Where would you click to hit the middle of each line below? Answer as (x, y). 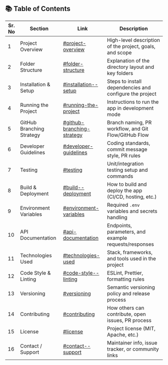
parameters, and (126, 232)
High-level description (133, 40)
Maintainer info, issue (132, 343)
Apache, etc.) (123, 335)
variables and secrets (132, 211)
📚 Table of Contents (38, 9)
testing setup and (127, 170)
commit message (127, 149)
